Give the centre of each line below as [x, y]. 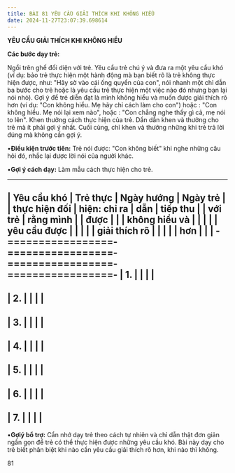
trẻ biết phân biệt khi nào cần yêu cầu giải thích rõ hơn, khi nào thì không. [113, 449]
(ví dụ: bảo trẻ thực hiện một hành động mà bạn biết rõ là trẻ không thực [111, 75]
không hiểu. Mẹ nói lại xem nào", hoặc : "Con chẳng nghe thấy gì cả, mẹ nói [116, 112]
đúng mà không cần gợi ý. [45, 135]
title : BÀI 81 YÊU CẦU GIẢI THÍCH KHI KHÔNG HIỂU [81, 14]
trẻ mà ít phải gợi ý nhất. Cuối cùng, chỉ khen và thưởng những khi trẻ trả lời [116, 127]
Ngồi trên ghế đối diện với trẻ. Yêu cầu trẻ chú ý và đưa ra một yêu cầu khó [115, 67]
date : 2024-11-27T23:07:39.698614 [58, 20]
